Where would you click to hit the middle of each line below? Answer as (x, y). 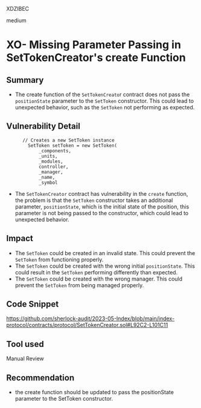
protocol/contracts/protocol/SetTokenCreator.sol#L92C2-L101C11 (87, 325)
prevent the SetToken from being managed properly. (79, 285)
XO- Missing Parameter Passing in (94, 45)
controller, (53, 167)
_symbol (48, 183)
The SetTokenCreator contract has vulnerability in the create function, (101, 193)
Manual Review (25, 358)
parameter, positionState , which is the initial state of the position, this (102, 206)
